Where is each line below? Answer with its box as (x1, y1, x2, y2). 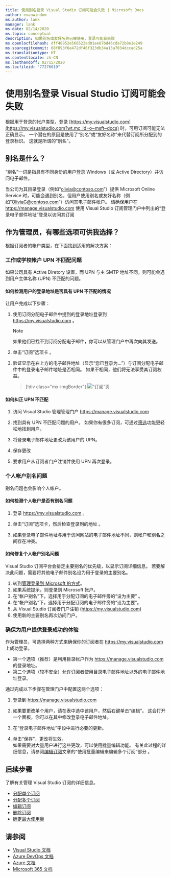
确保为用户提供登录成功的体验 (5, 626, 79, 633)
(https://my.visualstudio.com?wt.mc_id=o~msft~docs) (5, 125, 119, 131)
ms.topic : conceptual (5, 31, 52, 36)
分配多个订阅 (12, 797, 40, 803)
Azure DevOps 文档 (12, 854, 54, 860)
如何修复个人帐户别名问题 (5, 551, 59, 557)
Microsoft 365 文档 (12, 866, 53, 872)
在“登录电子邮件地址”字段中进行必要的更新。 (12, 725, 107, 731)
